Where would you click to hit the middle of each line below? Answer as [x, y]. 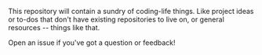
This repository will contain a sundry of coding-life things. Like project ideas [131, 11]
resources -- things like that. [54, 27]
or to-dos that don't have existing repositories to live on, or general [116, 19]
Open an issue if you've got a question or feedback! [92, 43]
